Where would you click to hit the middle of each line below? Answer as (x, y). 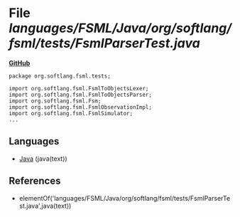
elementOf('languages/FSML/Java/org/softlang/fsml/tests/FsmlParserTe (125, 198)
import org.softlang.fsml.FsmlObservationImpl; (81, 107)
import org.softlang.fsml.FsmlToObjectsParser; (81, 95)
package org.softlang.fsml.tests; (60, 76)
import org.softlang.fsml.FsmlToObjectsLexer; (79, 88)
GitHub (20, 63)
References (35, 181)
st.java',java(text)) (45, 206)
